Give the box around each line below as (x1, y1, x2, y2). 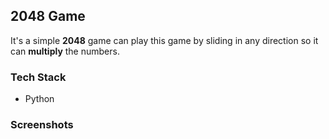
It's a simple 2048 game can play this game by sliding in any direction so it (10, 34, 319, 46)
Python (24, 93, 55, 105)
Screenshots (10, 118, 74, 132)
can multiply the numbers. (10, 45, 120, 57)
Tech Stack (10, 70, 67, 84)
